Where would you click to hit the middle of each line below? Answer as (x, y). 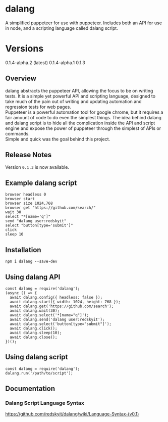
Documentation (30, 389)
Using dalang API (33, 277)
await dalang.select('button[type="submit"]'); (61, 324)
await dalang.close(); (34, 337)
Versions (24, 49)
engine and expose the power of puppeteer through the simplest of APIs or (83, 128)
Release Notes (29, 155)
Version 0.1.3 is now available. (37, 167)
